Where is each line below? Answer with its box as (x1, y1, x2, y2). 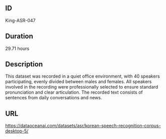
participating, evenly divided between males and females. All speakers (5, 79, 152, 85)
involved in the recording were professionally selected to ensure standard (5, 84, 158, 90)
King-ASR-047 (5, 17, 36, 23)
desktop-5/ (5, 128, 29, 134)
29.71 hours (5, 45, 29, 51)
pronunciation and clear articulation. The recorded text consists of (5, 89, 143, 95)
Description (5, 60, 43, 68)
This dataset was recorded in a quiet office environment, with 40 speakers (5, 73, 160, 80)
